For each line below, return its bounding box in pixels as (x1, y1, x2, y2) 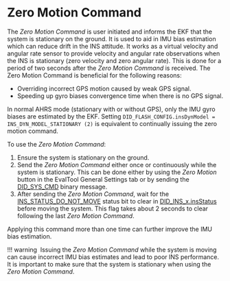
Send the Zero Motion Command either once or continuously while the (16, 160, 217, 169)
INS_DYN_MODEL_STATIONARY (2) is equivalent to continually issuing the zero (7, 119, 218, 127)
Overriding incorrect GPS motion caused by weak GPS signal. (16, 84, 192, 93)
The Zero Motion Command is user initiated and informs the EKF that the (7, 27, 213, 36)
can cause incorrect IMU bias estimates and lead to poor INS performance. (7, 252, 220, 261)
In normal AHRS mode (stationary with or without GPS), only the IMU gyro (7, 105, 216, 113)
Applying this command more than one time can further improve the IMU (7, 225, 213, 233)
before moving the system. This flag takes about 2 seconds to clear (16, 204, 208, 212)
